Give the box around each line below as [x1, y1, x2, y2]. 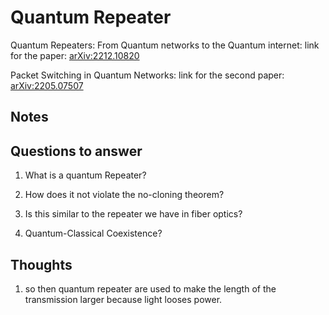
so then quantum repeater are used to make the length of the [24, 282, 277, 295]
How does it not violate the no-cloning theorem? [24, 189, 225, 201]
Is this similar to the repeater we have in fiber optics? [24, 208, 243, 220]
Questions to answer [10, 142, 143, 160]
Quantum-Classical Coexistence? [24, 227, 163, 240]
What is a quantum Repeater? [24, 169, 147, 181]
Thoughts [10, 256, 73, 273]
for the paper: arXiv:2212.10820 [10, 49, 140, 61]
